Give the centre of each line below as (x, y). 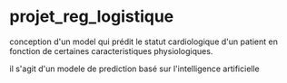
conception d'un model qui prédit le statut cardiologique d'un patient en (144, 41)
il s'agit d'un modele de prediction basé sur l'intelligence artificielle (135, 69)
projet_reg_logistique (92, 17)
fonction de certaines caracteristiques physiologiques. (111, 51)
